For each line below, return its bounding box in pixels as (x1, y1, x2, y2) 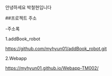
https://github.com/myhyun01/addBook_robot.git (5, 46, 107, 51)
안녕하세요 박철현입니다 (5, 5, 52, 10)
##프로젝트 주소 (5, 15, 37, 21)
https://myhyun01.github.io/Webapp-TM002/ (5, 65, 99, 71)
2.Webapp (5, 55, 27, 61)
